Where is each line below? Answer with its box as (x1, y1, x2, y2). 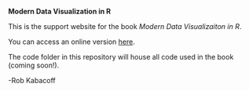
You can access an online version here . (8, 37, 135, 46)
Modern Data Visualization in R (8, 7, 112, 16)
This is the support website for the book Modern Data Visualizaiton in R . (8, 22, 242, 31)
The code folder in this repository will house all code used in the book (8, 53, 234, 61)
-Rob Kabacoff (8, 76, 57, 85)
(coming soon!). (8, 60, 60, 70)
